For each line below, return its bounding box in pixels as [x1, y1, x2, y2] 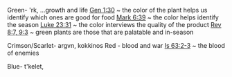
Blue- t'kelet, [7, 62, 44, 70]
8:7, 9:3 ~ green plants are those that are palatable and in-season [7, 28, 194, 36]
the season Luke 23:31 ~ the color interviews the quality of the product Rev [7, 21, 222, 28]
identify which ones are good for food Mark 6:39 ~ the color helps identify [7, 13, 220, 22]
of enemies [7, 49, 39, 57]
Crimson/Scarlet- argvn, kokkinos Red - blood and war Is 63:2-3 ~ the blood [7, 42, 225, 49]
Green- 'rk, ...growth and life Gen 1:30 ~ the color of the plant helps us [7, 6, 208, 14]
